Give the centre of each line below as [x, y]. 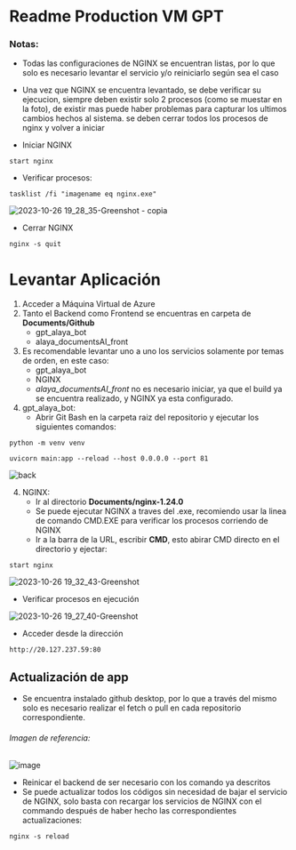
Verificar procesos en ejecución [80, 599]
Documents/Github [58, 323]
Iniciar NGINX [47, 145]
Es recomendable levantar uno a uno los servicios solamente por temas [153, 351]
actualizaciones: [52, 821]
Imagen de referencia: [50, 738]
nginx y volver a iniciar [63, 128]
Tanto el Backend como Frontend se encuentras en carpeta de [136, 314]
